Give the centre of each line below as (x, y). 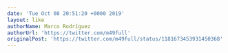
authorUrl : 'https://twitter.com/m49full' (69, 33)
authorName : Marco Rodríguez (49, 26)
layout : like (26, 20)
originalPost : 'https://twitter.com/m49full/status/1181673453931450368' (115, 39)
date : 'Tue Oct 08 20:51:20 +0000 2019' (66, 13)
